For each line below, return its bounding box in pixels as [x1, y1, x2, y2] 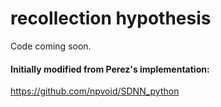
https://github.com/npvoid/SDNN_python [10, 85, 180, 97]
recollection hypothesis [10, 7, 212, 30]
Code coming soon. [10, 40, 92, 52]
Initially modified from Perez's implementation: [10, 63, 210, 75]
